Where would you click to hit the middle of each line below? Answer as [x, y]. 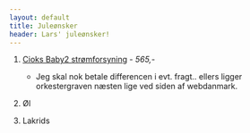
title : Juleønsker [43, 26]
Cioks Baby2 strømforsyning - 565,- [89, 60]
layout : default [39, 17]
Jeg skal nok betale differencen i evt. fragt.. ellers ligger [139, 77]
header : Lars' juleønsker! [60, 34]
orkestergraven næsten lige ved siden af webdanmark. [137, 87]
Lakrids [36, 121]
